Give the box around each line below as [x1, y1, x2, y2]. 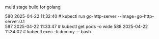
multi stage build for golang [5, 4, 61, 10]
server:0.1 [5, 19, 25, 24]
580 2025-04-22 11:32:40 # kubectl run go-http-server [5, 13, 117, 19]
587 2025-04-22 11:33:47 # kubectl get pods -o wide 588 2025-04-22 [5, 24, 148, 29]
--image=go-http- [117, 13, 155, 19]
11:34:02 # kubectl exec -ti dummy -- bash [5, 29, 91, 34]
